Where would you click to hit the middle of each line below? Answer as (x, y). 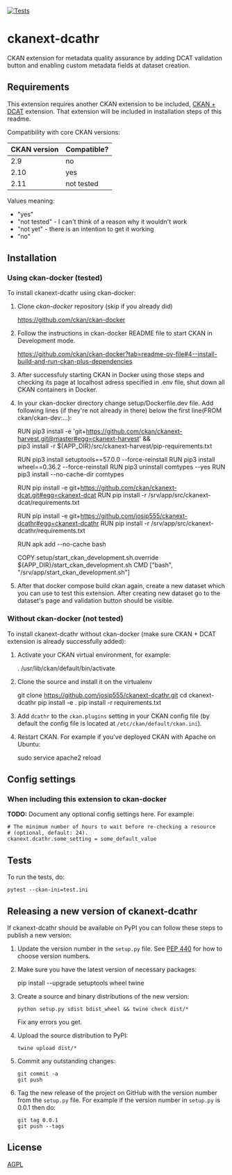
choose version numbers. (54, 956)
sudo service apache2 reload (59, 758)
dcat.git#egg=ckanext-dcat (57, 495)
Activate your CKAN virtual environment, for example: (94, 655)
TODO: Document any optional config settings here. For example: (101, 814)
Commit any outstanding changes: (66, 1061)
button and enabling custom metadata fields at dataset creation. (99, 65)
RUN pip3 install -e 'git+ (52, 431)
